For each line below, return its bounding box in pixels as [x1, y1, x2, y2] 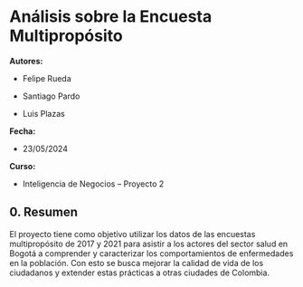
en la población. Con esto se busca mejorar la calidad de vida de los [9, 257, 264, 268]
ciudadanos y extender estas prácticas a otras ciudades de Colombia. [9, 267, 270, 278]
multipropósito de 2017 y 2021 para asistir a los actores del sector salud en [9, 238, 289, 249]
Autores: [9, 55, 43, 66]
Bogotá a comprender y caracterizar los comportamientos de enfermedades [9, 247, 294, 259]
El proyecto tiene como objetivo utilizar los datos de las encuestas [9, 228, 256, 239]
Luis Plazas [22, 108, 65, 119]
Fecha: [9, 125, 36, 137]
